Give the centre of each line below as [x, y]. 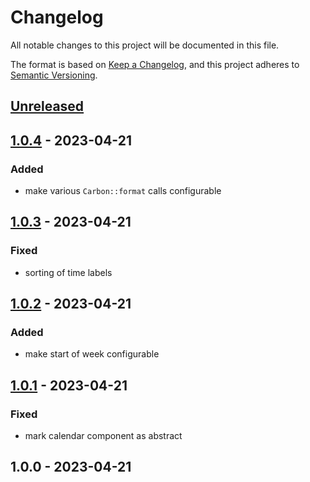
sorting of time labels [68, 272]
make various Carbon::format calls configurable [123, 191]
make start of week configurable [92, 354]
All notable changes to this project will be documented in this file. [145, 45]
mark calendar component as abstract [103, 436]
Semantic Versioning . [54, 75]
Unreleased [47, 106]
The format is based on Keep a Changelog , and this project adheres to [155, 64]
